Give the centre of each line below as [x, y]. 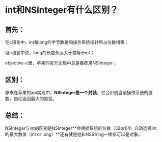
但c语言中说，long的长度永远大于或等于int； [50, 52]
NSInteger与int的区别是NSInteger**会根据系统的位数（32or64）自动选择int [81, 128]
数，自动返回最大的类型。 [31, 99]
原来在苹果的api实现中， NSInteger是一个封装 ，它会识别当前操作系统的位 [79, 92]
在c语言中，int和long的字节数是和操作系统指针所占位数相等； [67, 42]
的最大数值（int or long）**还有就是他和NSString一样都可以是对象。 [74, 134]
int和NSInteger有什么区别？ [62, 10]
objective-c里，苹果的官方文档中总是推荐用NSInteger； [61, 63]
